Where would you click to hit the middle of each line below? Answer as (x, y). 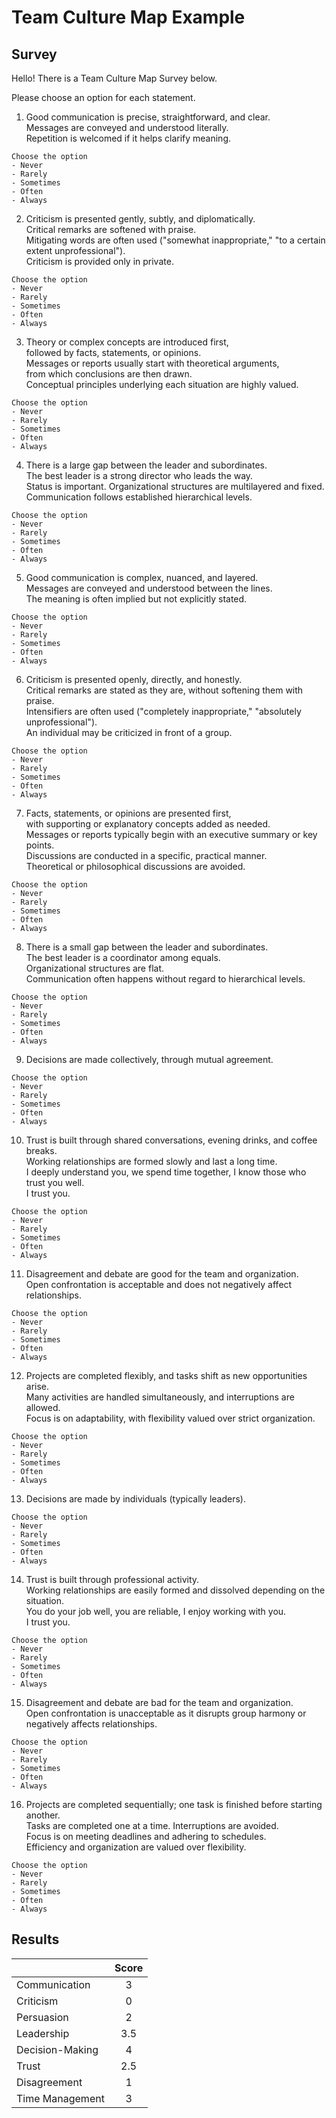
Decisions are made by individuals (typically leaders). (135, 1499)
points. (40, 845)
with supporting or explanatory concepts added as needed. (148, 824)
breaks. (41, 1150)
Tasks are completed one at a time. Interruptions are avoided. (152, 1825)
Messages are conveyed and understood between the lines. (149, 588)
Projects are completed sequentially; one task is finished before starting (174, 1804)
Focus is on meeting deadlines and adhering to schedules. (146, 1836)
